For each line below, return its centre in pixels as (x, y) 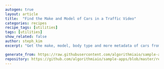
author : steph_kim (24, 41)
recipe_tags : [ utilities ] (31, 28)
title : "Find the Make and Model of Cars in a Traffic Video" (71, 18)
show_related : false (26, 37)
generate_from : (20, 54)
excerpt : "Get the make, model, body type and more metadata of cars (77, 46)
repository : (17, 59)
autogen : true (20, 9)
